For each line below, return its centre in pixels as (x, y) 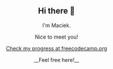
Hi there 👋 (56, 11)
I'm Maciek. (56, 25)
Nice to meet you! (56, 37)
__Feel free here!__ (56, 59)
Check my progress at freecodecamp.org (56, 48)
